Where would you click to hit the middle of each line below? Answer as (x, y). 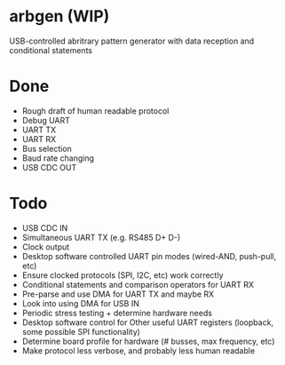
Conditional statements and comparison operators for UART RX (138, 284)
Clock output (46, 247)
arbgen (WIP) (59, 16)
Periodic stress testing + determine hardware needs (117, 313)
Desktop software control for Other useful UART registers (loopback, (147, 322)
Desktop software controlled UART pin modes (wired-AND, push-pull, (149, 256)
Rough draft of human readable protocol (95, 111)
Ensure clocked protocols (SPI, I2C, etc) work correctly (123, 275)
